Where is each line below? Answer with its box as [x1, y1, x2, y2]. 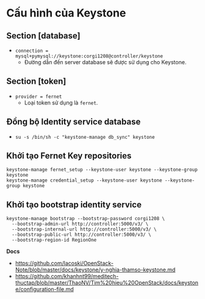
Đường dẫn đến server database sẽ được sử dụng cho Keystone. [24, 59, 187, 65]
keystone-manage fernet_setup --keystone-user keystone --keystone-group [6, 167, 198, 173]
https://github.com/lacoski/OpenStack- [15, 260, 114, 267]
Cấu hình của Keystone [6, 6, 126, 20]
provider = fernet [15, 94, 62, 100]
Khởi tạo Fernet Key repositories [6, 150, 132, 161]
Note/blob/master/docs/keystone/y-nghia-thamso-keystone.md [15, 266, 176, 273]
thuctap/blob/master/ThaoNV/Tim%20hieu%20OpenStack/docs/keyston [15, 279, 199, 287]
